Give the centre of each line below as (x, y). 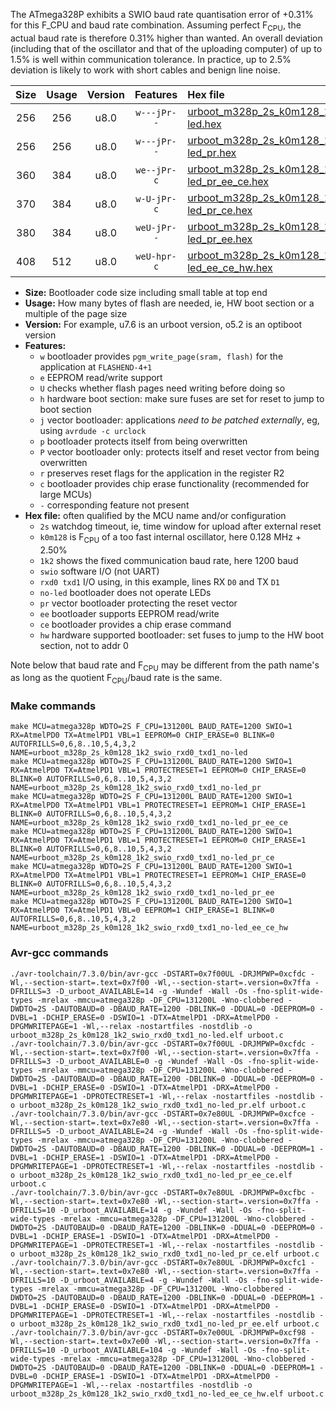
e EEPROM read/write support (101, 377)
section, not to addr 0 (84, 645)
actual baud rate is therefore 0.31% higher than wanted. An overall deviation (166, 38)
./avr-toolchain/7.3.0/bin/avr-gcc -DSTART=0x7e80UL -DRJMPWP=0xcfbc (158, 1192)
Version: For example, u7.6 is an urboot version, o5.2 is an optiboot (163, 324)
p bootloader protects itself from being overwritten (143, 441)
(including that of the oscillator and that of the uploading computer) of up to (166, 48)
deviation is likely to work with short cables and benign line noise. (145, 70)
